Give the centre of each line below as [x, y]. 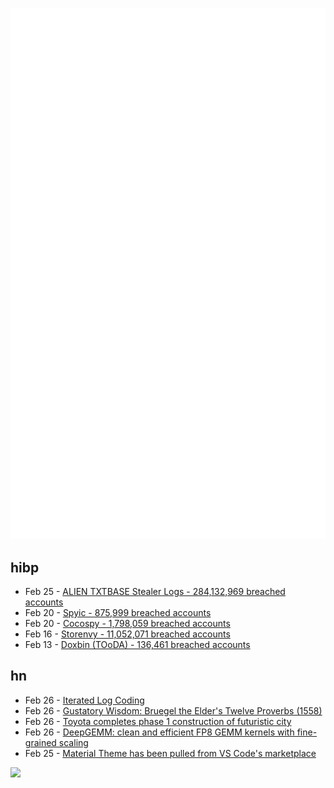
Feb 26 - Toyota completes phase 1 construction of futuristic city [158, 721]
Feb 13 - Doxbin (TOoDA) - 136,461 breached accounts [137, 645]
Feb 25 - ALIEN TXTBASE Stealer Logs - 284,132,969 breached [155, 592]
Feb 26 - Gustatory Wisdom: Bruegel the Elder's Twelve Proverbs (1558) [173, 710]
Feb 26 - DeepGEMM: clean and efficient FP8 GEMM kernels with [159, 732]
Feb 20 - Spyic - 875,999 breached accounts [118, 613]
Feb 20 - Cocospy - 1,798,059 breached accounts [127, 624]
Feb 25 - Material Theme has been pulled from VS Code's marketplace [170, 753]
